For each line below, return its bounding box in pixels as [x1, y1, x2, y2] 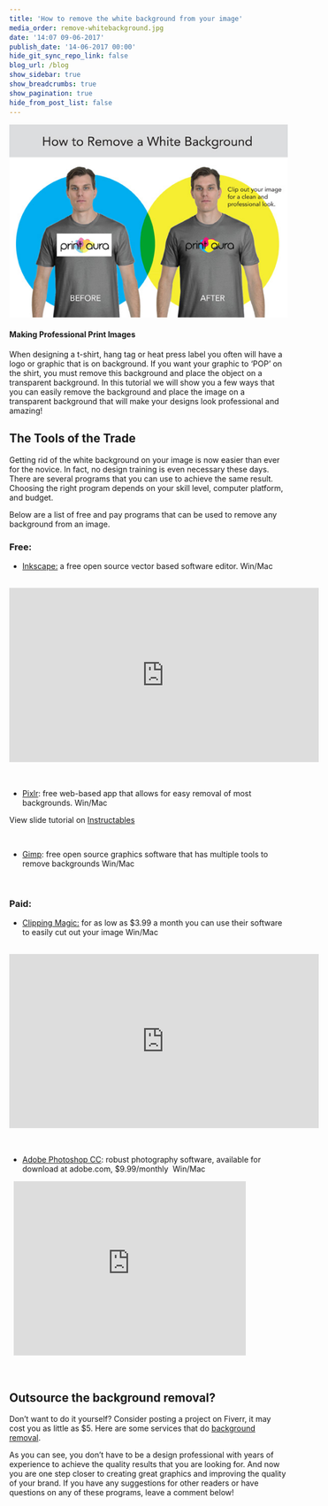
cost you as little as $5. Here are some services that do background [9, 1423, 256, 1433]
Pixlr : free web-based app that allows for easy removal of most [21, 788, 252, 798]
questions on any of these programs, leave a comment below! [9, 1487, 234, 1498]
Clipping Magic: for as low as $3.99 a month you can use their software [21, 918, 283, 928]
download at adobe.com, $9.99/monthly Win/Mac [21, 1164, 206, 1174]
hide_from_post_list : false [9, 98, 113, 107]
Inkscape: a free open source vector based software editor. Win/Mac [21, 560, 273, 571]
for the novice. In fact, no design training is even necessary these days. [9, 464, 270, 474]
